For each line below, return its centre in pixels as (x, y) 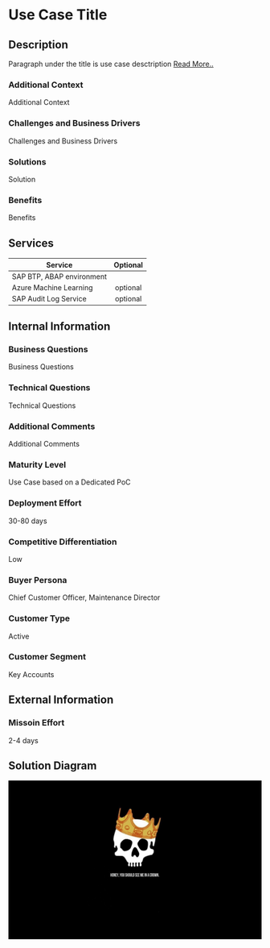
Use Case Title (58, 15)
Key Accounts (31, 674)
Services (31, 243)
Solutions (27, 161)
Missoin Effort (37, 723)
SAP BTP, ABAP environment (59, 276)
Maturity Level (37, 464)
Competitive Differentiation (63, 542)
